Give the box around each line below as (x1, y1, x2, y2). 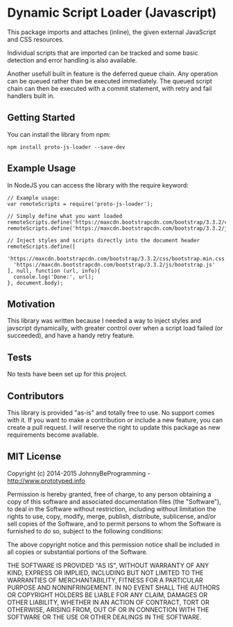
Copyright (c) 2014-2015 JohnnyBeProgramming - (7, 469, 150, 477)
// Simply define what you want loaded (7, 212, 123, 219)
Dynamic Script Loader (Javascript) (7, 5, 217, 21)
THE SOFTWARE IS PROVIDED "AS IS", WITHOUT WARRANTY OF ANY (7, 561, 209, 569)
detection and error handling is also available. (7, 56, 137, 64)
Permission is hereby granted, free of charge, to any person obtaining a (7, 490, 212, 498)
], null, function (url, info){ (7, 267, 101, 274)
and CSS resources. (7, 35, 64, 43)
